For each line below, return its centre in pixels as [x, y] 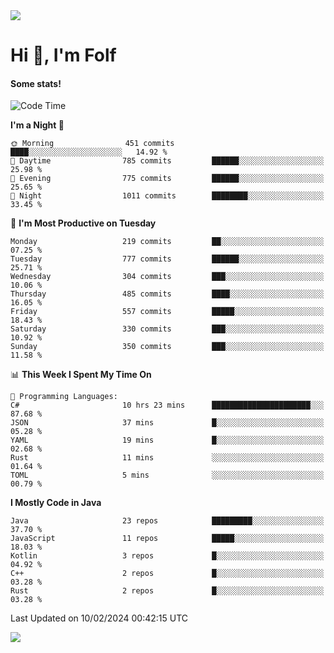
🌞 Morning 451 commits [92, 144]
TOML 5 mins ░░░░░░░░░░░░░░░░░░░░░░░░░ [167, 475]
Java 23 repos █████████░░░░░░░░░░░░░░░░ [167, 521]
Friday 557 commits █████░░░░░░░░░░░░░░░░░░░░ [167, 312]
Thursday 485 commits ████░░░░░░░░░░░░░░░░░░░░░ [167, 294]
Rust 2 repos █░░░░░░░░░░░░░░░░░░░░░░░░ [167, 591]
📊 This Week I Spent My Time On [81, 375]
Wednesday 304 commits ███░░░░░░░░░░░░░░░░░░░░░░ [167, 277]
